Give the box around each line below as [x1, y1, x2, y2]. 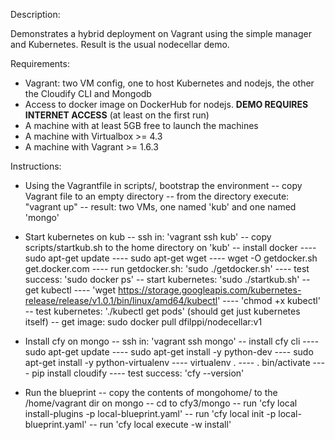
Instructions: [10, 160, 62, 172]
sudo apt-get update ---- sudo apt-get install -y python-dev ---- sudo [24, 346, 314, 358]
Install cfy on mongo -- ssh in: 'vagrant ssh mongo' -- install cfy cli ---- [24, 335, 320, 347]
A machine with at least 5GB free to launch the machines [24, 120, 259, 131]
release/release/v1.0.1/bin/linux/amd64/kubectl [24, 295, 218, 306]
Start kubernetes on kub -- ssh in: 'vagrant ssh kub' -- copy [24, 231, 272, 243]
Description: [10, 9, 61, 20]
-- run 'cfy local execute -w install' [88, 419, 232, 430]
